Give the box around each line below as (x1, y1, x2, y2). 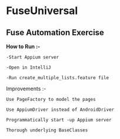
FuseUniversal (6, 4, 78, 18)
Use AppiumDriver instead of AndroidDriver (6, 107, 115, 113)
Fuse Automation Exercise (6, 28, 105, 38)
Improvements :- (6, 85, 46, 92)
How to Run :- (6, 43, 41, 50)
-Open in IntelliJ (6, 65, 51, 70)
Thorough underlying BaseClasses (6, 127, 88, 133)
